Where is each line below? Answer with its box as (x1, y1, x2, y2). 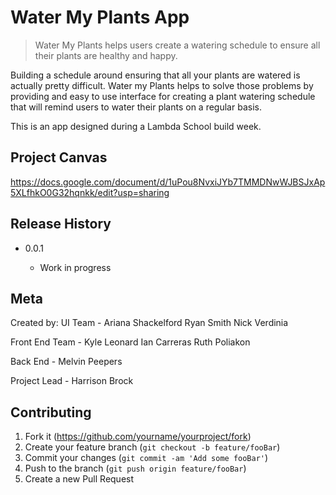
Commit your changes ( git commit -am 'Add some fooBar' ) (24, 452, 269, 464)
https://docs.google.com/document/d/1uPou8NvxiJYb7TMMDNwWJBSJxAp (10, 176, 326, 188)
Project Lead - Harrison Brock (10, 375, 134, 387)
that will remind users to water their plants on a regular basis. (10, 101, 262, 113)
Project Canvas (10, 149, 108, 166)
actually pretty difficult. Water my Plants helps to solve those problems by (10, 79, 314, 91)
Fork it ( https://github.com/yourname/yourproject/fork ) (24, 431, 252, 443)
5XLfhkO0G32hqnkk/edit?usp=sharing (10, 186, 170, 198)
